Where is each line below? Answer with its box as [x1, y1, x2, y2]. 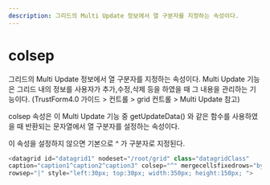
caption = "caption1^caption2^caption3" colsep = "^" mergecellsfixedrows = [8, 162, 253, 170]
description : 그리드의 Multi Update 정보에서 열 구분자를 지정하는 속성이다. [8, 11, 239, 20]
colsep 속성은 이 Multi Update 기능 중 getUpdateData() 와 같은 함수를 [8, 111, 231, 121]
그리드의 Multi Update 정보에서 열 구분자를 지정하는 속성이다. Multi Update [8, 74, 245, 84]
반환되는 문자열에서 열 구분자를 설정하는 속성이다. [25, 121, 180, 131]
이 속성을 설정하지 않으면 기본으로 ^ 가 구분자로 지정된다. [8, 138, 186, 148]
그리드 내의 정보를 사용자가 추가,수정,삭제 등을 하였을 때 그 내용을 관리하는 [16, 84, 248, 93]
